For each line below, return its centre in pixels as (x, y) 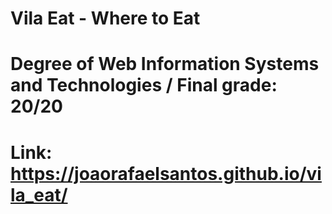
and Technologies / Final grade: (144, 85)
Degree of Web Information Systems (165, 64)
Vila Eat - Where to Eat (105, 18)
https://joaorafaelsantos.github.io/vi (166, 173)
